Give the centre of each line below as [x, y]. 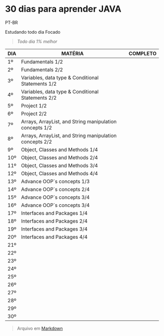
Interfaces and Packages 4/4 [54, 237]
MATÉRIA [72, 53]
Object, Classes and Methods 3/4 [60, 166]
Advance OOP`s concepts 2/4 [55, 189]
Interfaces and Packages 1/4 [54, 213]
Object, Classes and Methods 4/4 [60, 173]
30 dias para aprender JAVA [63, 9]
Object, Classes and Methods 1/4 [60, 149]
